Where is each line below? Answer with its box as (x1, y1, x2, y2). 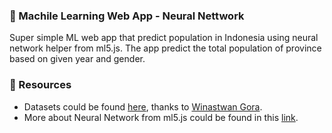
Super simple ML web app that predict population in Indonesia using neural (9, 32, 319, 44)
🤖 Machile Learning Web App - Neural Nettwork (9, 9, 245, 23)
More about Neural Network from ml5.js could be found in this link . (23, 111, 299, 123)
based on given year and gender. (9, 53, 146, 65)
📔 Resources (9, 78, 72, 92)
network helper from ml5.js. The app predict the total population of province (9, 42, 322, 54)
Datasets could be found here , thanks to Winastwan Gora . (23, 100, 263, 113)
